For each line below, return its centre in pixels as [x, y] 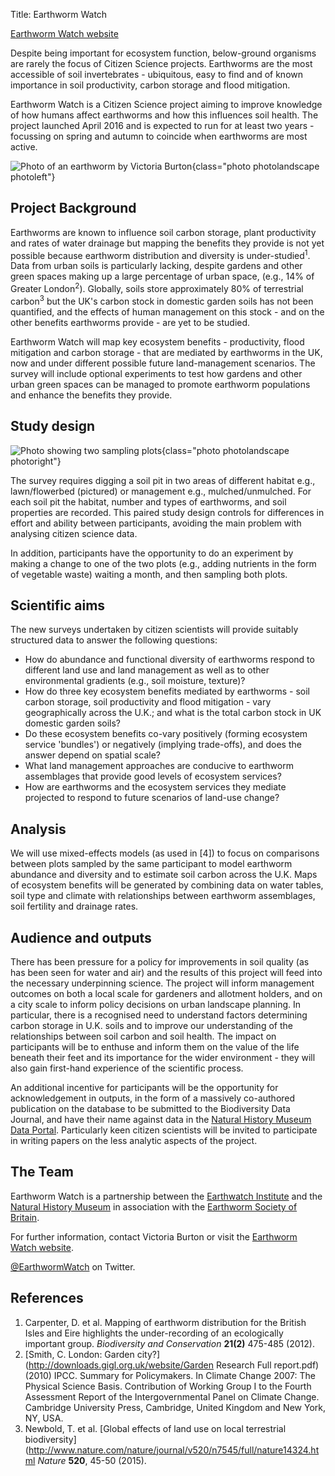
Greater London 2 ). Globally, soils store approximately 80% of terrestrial [157, 288]
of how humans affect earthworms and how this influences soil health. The [164, 115]
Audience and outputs [81, 937]
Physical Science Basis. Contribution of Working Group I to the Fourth [168, 1386]
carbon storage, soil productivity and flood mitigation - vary [148, 702]
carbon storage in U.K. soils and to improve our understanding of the [151, 1026]
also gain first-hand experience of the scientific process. [127, 1068]
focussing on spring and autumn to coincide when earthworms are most [159, 136]
